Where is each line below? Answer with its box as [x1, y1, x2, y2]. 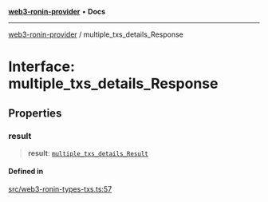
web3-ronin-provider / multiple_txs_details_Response [8, 30, 183, 39]
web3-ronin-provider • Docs [8, 7, 106, 16]
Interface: [8, 57, 76, 76]
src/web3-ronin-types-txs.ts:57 [8, 184, 112, 194]
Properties [8, 106, 62, 120]
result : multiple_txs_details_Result [27, 148, 149, 158]
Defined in [8, 167, 44, 176]
